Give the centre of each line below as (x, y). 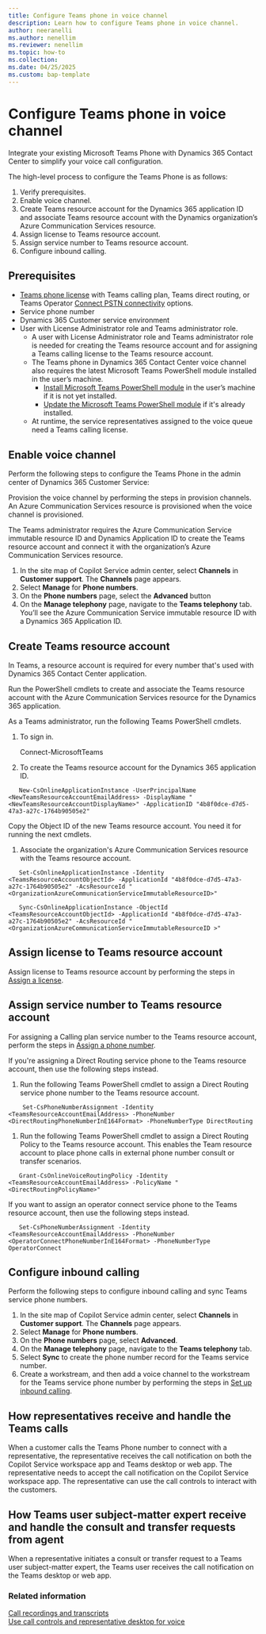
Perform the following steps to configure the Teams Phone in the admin (125, 474)
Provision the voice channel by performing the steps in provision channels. (130, 498)
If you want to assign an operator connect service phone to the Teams (123, 1204)
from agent (36, 1539)
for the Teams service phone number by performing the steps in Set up (135, 1382)
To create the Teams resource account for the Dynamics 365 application (138, 767)
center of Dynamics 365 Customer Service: (79, 483)
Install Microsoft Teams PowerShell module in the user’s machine (149, 388)
